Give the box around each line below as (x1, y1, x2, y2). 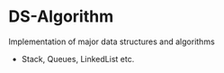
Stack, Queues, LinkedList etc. (21, 53, 135, 64)
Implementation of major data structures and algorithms (8, 36, 215, 47)
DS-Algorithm (8, 6, 114, 27)
